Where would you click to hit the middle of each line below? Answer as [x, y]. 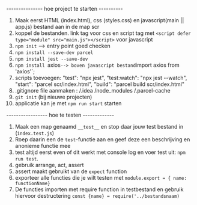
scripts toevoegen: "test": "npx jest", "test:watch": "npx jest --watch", [101, 78]
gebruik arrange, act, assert [49, 165]
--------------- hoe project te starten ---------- [65, 9]
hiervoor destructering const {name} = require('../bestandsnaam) [97, 196]
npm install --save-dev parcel [54, 53]
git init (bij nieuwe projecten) [53, 97]
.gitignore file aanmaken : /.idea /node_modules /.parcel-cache [92, 90]
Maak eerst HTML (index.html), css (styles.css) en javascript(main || [99, 20]
